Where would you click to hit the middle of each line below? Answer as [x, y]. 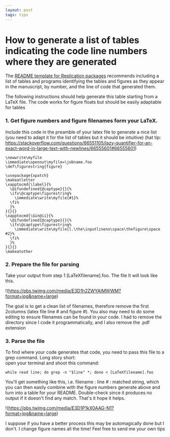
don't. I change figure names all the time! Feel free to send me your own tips [85, 429]
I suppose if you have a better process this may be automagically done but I [85, 423]
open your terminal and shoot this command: [52, 363]
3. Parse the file [25, 341]
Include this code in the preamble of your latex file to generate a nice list [81, 132]
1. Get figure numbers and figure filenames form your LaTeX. [81, 121]
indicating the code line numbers [76, 51]
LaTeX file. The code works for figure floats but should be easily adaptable [83, 102]
